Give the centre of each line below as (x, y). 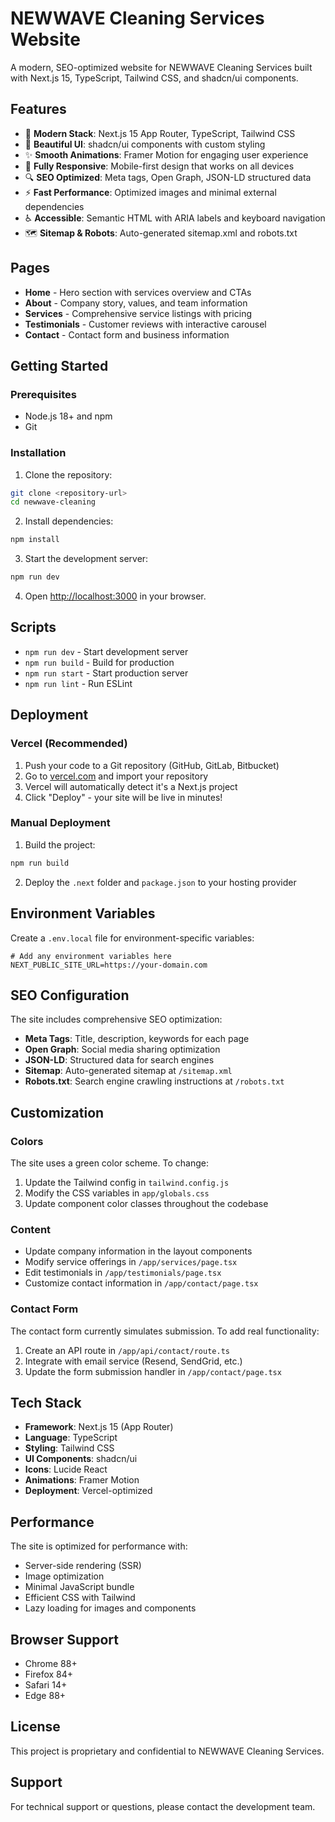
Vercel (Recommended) (69, 744)
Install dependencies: (69, 521)
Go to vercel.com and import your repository (116, 776)
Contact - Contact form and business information (127, 334)
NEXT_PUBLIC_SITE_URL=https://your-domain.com (109, 965)
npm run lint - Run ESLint (78, 683)
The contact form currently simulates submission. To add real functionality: (165, 1331)
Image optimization (64, 1576)
